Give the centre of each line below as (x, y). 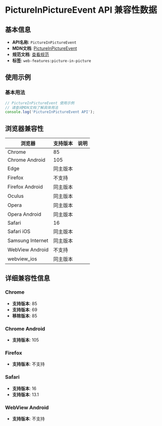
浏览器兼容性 (24, 128)
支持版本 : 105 (25, 340)
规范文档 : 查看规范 (30, 54)
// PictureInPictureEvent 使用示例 (40, 103)
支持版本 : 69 (25, 309)
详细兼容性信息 (28, 278)
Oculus (16, 196)
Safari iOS (19, 232)
